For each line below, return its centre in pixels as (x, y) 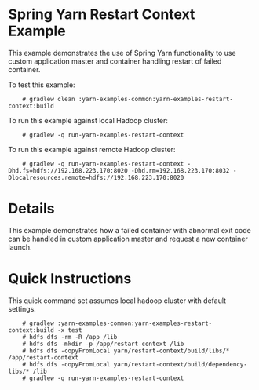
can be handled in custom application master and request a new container (128, 239)
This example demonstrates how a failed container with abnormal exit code (129, 230)
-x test (70, 330)
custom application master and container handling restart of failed (115, 61)
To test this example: (42, 85)
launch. (20, 247)
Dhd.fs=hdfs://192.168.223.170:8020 (68, 170)
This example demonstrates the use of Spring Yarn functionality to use (122, 53)
